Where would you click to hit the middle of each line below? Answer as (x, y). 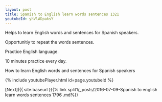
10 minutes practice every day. (36, 61)
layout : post (18, 10)
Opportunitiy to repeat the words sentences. (50, 42)
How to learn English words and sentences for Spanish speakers (70, 71)
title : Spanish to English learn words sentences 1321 (62, 14)
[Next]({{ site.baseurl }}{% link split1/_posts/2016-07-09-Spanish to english (81, 90)
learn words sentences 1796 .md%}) (42, 95)
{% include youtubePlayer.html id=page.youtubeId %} (59, 80)
